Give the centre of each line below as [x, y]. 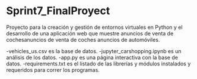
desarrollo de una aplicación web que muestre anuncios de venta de [90, 33]
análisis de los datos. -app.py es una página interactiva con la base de [92, 57]
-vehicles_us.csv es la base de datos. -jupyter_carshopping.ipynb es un [94, 51]
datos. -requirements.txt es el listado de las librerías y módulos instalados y [99, 64]
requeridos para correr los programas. [53, 70]
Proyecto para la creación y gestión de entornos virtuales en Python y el [94, 27]
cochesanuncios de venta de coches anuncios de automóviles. [83, 39]
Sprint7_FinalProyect [58, 11]
